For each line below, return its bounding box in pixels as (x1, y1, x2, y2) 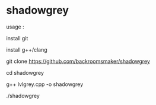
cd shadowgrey (6, 69, 44, 76)
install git (6, 34, 28, 42)
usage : (6, 23, 25, 30)
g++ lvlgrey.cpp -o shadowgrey (6, 81, 84, 88)
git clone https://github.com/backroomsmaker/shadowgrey (6, 58, 150, 65)
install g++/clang (6, 46, 47, 53)
